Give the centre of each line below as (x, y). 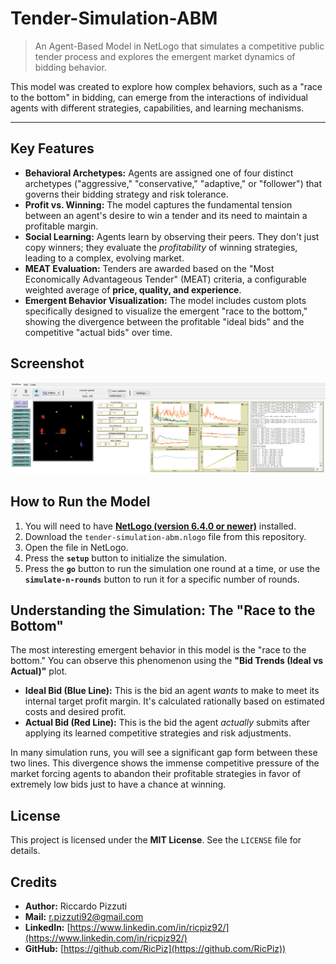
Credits (34, 882)
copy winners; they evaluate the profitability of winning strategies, (161, 247)
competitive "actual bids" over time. (98, 332)
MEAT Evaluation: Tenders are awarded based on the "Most (149, 268)
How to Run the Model (80, 502)
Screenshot (47, 363)
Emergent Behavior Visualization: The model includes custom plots (165, 300)
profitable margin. (61, 226)
